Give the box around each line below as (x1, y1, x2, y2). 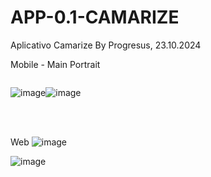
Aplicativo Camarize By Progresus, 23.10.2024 (10, 39, 202, 51)
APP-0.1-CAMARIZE (10, 6, 180, 29)
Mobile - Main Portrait (10, 58, 101, 70)
